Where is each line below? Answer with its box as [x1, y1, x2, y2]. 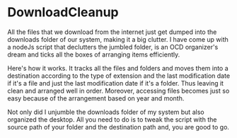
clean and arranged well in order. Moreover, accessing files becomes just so [7, 86, 230, 95]
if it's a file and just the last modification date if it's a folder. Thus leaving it [7, 79, 224, 87]
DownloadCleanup [7, 4, 119, 21]
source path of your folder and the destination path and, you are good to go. [7, 122, 230, 131]
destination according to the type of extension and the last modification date [7, 71, 231, 80]
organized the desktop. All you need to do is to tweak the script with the [7, 115, 217, 124]
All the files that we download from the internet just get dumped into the [7, 28, 217, 36]
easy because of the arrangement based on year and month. [7, 93, 185, 103]
